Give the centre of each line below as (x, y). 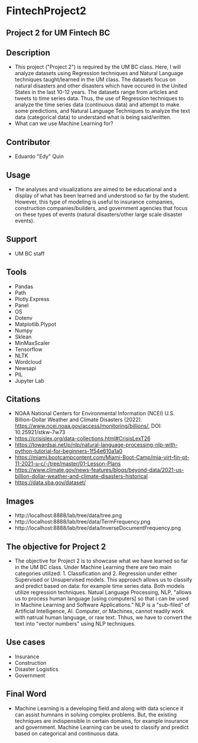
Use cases (26, 642)
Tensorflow (28, 349)
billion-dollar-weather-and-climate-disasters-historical (81, 476)
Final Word (26, 694)
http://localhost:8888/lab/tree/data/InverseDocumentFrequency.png (98, 528)
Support (22, 239)
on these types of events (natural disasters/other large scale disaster (99, 215)
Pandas (24, 286)
